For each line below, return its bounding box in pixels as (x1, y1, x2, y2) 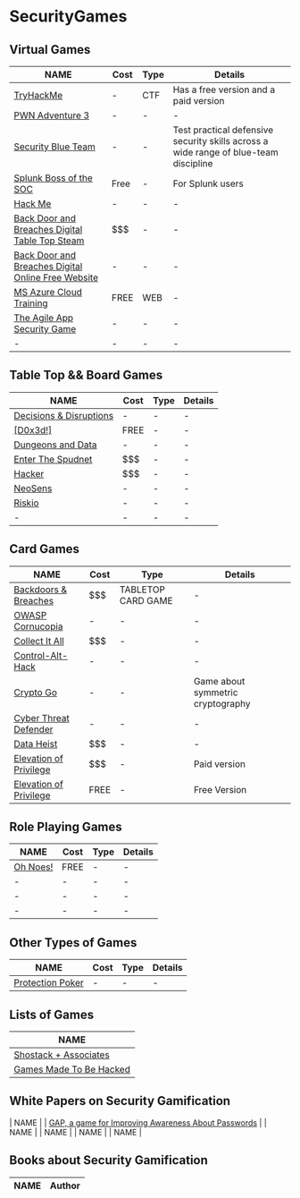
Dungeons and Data (13, 438, 97, 451)
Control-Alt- (13, 649, 69, 661)
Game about (193, 675, 246, 687)
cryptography (193, 697, 252, 709)
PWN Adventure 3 (13, 109, 90, 122)
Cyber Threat (13, 711, 70, 724)
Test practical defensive (172, 123, 274, 136)
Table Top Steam (13, 234, 85, 247)
